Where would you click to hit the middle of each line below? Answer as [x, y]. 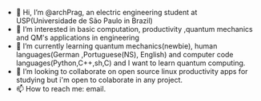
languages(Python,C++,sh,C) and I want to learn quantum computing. [130, 63]
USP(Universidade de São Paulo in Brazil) [84, 21]
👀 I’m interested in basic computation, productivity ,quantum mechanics [135, 29]
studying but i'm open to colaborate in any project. [99, 80]
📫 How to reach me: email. [61, 89]
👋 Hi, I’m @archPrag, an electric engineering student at [106, 12]
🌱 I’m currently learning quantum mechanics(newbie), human [116, 46]
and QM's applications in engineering [78, 37]
